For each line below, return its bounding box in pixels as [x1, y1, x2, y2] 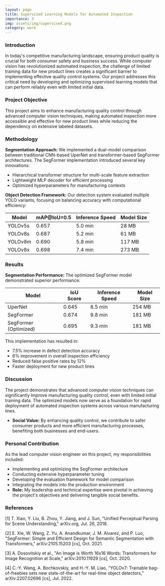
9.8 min [90, 312, 108, 319]
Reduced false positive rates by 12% [12, 358, 86, 364]
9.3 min [90, 322, 108, 329]
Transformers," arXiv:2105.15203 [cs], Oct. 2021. [5, 541, 103, 547]
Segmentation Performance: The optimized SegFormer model [5, 272, 132, 278]
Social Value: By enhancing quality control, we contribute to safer [12, 417, 146, 423]
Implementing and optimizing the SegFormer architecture [12, 466, 128, 472]
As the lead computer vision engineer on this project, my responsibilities [5, 451, 151, 457]
